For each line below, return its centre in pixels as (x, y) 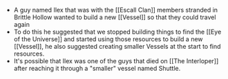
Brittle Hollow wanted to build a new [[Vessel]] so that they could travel (115, 17)
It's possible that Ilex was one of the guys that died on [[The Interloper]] (116, 61)
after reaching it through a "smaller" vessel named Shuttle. (97, 68)
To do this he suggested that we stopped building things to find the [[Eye (117, 32)
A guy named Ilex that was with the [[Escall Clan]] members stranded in (116, 10)
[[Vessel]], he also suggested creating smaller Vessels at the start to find (117, 46)
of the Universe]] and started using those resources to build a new (108, 39)
